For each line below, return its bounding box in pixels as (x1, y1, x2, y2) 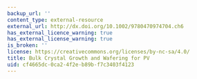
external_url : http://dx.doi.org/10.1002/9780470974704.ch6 (7, 23, 185, 30)
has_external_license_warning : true (7, 36, 113, 43)
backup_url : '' (7, 10, 51, 17)
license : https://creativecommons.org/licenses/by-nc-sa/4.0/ (7, 49, 190, 56)
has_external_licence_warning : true (7, 29, 113, 36)
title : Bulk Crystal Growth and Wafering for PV (7, 55, 150, 62)
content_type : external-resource (7, 16, 104, 23)
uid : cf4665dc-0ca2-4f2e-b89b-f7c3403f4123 (7, 61, 135, 68)
